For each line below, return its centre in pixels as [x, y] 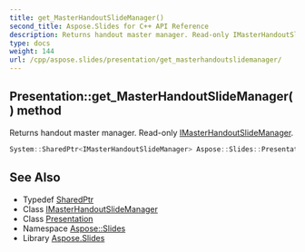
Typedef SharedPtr [58, 199]
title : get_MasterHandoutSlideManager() [87, 18]
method [39, 111]
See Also [35, 178]
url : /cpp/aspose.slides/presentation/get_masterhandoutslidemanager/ [146, 60]
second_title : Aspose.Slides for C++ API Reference [109, 26]
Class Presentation [58, 218]
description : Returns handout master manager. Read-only [119, 34]
